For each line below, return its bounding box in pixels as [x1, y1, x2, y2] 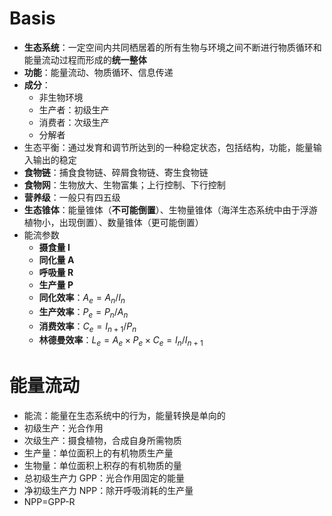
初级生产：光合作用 [23, 422, 104, 434]
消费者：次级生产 [38, 116, 110, 128]
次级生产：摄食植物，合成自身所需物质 [23, 435, 182, 447]
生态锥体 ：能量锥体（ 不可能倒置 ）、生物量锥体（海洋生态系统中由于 [23, 203, 301, 216]
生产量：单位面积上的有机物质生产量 [23, 447, 174, 459]
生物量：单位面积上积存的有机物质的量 [23, 460, 182, 472]
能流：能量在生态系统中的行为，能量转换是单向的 [23, 410, 226, 422]
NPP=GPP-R [23, 496, 76, 508]
